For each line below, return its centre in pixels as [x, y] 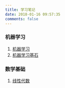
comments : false [22, 19]
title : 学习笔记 [20, 10]
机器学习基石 [25, 55]
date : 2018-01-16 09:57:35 [33, 14]
